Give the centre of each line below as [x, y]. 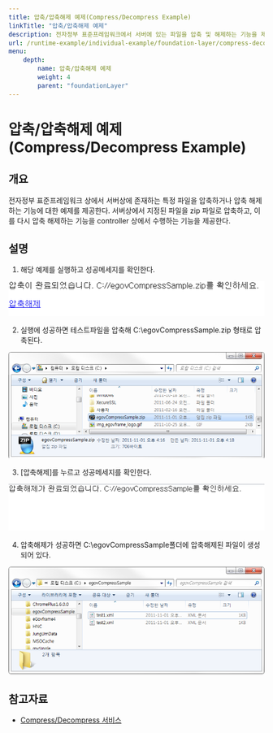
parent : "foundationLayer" [83, 85]
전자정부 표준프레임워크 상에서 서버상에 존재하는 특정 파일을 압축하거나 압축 [128, 200]
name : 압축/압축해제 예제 [75, 69]
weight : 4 [54, 77]
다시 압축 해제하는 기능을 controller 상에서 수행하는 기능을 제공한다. [124, 220]
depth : [34, 60]
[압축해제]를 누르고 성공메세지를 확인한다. [86, 472]
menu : [17, 52]
